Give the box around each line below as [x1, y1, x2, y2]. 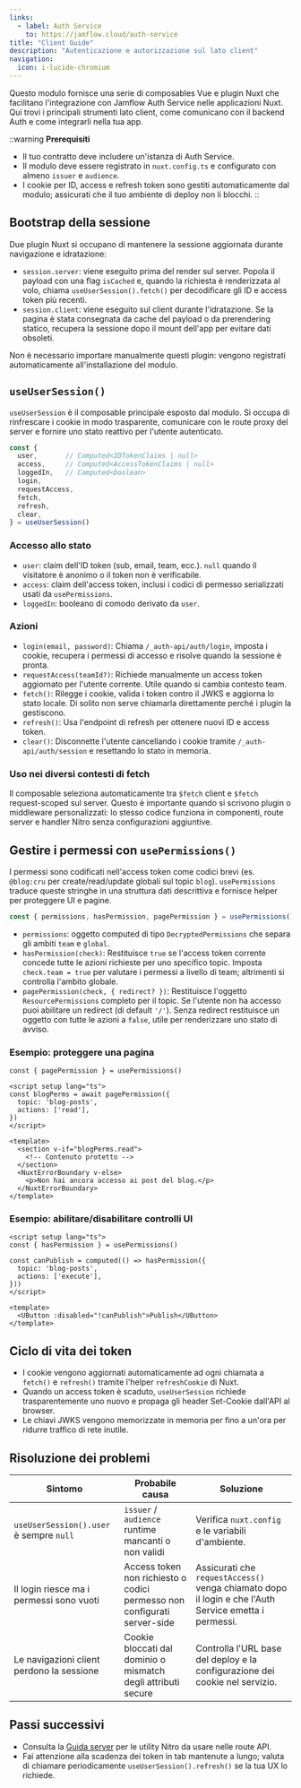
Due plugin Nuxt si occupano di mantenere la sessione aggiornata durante [9, 238, 284, 249]
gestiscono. [21, 707, 66, 718]
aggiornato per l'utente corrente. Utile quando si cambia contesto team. [21, 678, 288, 689]
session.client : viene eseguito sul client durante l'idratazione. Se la [21, 304, 274, 315]
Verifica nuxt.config [195, 1514, 281, 1526]
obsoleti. [21, 333, 56, 343]
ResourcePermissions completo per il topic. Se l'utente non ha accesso [21, 995, 282, 1006]
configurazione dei [195, 1664, 275, 1677]
